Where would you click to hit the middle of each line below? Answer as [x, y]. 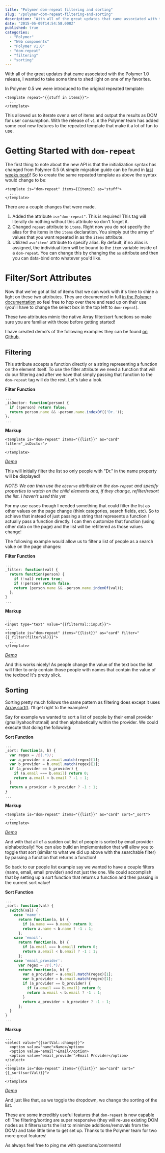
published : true [22, 28]
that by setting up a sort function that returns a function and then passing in [82, 877]
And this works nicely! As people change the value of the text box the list [79, 664]
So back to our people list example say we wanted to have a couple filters [80, 867]
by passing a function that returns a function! [51, 858]
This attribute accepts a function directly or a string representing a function [81, 364]
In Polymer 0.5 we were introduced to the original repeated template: [75, 88]
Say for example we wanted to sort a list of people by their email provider [79, 717]
